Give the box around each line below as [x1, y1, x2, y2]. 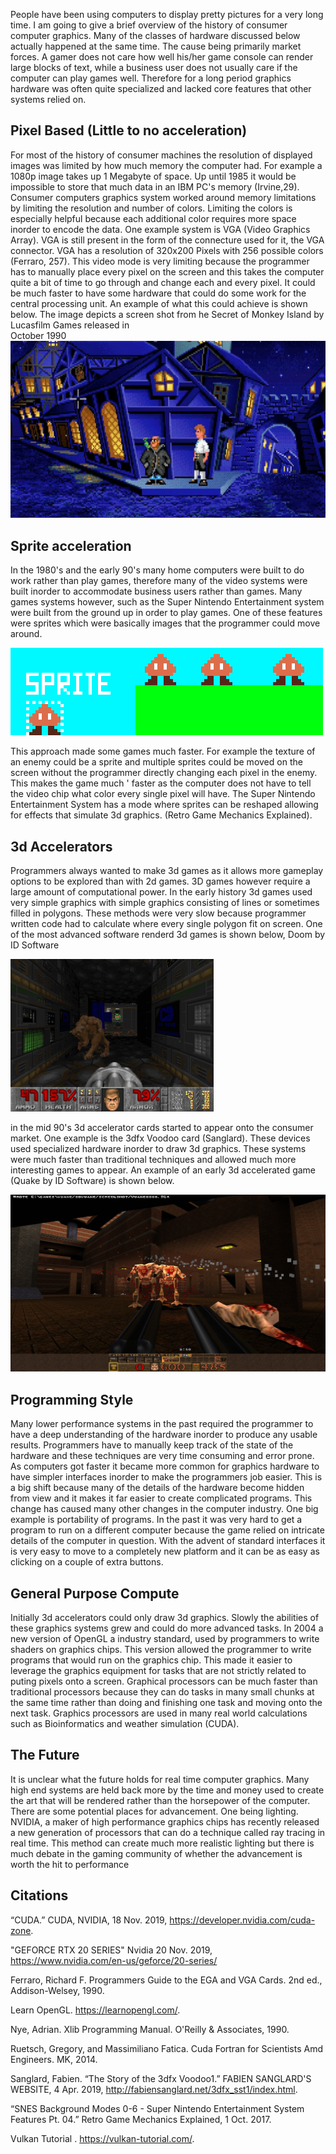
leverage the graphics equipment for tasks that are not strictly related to [10, 1665, 307, 1677]
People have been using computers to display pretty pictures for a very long [10, 9, 324, 20]
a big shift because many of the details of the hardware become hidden [10, 1482, 305, 1494]
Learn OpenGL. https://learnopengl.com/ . [10, 2004, 181, 2016]
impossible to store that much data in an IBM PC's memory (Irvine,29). [10, 180, 300, 193]
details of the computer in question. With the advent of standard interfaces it [10, 1535, 326, 1547]
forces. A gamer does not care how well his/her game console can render [10, 51, 314, 63]
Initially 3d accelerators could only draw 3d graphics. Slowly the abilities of [10, 1612, 320, 1624]
